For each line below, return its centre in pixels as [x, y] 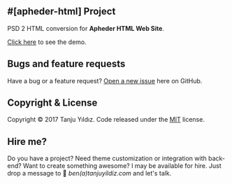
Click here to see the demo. [47, 42]
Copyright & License [52, 103]
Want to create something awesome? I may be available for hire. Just [122, 166]
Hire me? [27, 142]
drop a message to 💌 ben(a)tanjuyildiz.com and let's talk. [89, 174]
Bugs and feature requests [66, 64]
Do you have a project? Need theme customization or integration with [107, 158]
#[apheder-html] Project [61, 12]
